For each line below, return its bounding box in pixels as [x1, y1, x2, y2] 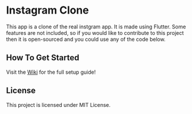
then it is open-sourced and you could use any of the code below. [6, 35, 166, 43]
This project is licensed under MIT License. [6, 101, 111, 108]
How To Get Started [6, 53, 80, 63]
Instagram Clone [6, 4, 90, 17]
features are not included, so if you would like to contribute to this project [6, 29, 184, 36]
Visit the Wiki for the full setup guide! [6, 69, 96, 76]
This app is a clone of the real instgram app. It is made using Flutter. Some [6, 23, 187, 30]
